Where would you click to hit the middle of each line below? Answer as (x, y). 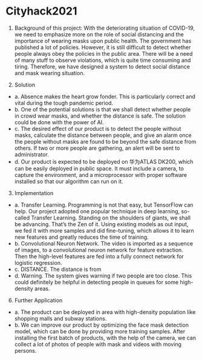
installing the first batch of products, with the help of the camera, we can (105, 338)
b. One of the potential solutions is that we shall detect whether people (103, 109)
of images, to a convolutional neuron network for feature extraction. (99, 250)
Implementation (34, 193)
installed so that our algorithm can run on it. (69, 181)
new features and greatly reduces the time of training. (81, 237)
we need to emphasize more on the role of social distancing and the (99, 34)
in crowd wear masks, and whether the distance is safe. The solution (100, 116)
